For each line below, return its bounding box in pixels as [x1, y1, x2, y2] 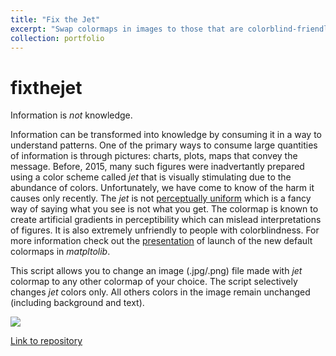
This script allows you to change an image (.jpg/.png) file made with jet [10, 265, 303, 277]
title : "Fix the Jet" [10, 14, 101, 25]
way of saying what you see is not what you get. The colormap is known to [10, 203, 319, 215]
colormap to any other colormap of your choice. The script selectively [10, 276, 298, 288]
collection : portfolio [10, 33, 105, 43]
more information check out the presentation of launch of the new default [10, 235, 313, 247]
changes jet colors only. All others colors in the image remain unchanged [10, 286, 311, 298]
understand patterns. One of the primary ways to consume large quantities [10, 139, 318, 151]
